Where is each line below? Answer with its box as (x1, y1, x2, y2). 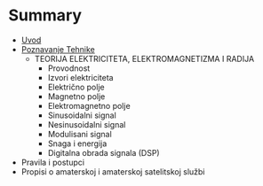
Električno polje (47, 81, 105, 92)
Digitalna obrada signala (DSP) (47, 147, 161, 158)
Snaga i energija (47, 138, 108, 149)
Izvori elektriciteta (47, 72, 114, 82)
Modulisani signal (47, 128, 112, 139)
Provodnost (47, 63, 91, 74)
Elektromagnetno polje (47, 100, 131, 111)
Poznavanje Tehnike (20, 43, 95, 54)
